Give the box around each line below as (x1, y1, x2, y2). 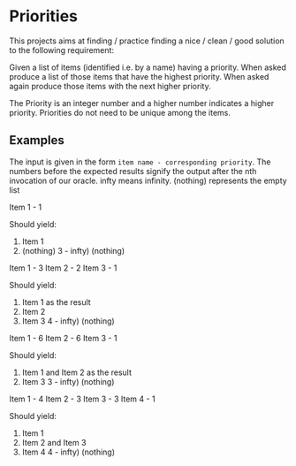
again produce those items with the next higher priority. (9, 80, 211, 91)
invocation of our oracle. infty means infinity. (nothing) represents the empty (9, 175, 287, 186)
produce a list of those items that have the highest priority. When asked (9, 71, 269, 81)
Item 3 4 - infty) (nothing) (21, 316, 115, 326)
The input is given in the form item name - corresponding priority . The (9, 157, 271, 167)
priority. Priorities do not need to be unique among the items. (9, 107, 231, 118)
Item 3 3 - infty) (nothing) (21, 376, 115, 386)
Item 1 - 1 (9, 202, 42, 212)
